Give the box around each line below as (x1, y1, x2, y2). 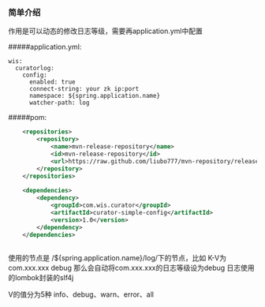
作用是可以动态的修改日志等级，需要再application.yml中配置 (8, 26, 203, 36)
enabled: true (28, 78, 77, 86)
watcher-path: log (28, 99, 90, 107)
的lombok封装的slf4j (8, 273, 74, 283)
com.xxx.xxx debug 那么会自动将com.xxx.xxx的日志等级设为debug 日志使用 (8, 263, 255, 273)
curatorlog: (15, 65, 55, 73)
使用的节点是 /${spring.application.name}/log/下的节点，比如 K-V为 (8, 253, 227, 263)
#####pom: (8, 113, 47, 122)
